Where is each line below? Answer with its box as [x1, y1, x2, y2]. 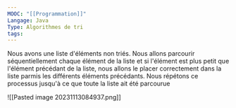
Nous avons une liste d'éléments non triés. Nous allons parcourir [7, 49, 195, 58]
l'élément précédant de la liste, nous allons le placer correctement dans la [7, 64, 222, 73]
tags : [7, 30, 23, 37]
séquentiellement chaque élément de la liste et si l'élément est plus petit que [7, 57, 230, 66]
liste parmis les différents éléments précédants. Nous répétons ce [7, 72, 199, 80]
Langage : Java [7, 17, 49, 24]
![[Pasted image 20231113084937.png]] [7, 93, 121, 102]
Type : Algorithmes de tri [7, 23, 83, 30]
